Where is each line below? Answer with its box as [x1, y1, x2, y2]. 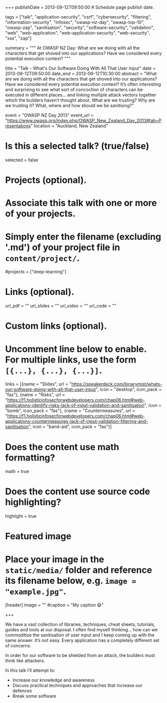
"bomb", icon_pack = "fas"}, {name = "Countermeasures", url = [5, 408, 136, 414]
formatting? [5, 452, 55, 463]
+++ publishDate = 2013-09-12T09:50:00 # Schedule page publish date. [5, 5, 155, 10]
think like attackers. [5, 658, 45, 664]
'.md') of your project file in [5, 241, 121, 253]
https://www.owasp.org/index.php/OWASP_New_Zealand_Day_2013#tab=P [7, 118, 162, 123]
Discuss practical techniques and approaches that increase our [12, 682, 143, 688]
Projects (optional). [5, 175, 87, 186]
